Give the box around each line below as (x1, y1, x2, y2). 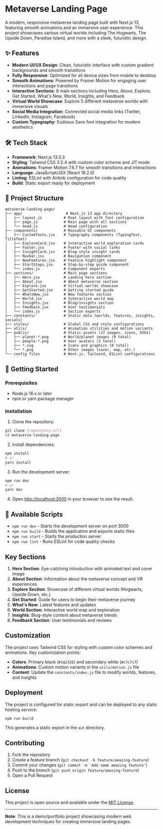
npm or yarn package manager (12, 396, 74, 402)
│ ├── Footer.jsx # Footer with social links (5, 245, 120, 250)
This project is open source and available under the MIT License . (5, 799, 135, 806)
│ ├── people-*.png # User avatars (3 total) (5, 339, 116, 344)
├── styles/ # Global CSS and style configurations (5, 322, 145, 327)
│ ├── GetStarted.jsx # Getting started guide (5, 288, 114, 293)
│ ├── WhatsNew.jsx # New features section (5, 292, 112, 297)
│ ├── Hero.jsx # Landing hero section (5, 275, 112, 280)
